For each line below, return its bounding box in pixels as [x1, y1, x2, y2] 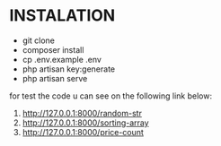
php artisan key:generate [22, 64, 116, 74]
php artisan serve [22, 73, 88, 83]
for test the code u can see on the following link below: [9, 90, 213, 101]
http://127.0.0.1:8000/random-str [22, 107, 142, 118]
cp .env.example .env [22, 54, 102, 64]
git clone [22, 35, 56, 46]
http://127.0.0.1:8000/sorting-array [22, 117, 150, 128]
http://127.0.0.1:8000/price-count [22, 126, 144, 137]
